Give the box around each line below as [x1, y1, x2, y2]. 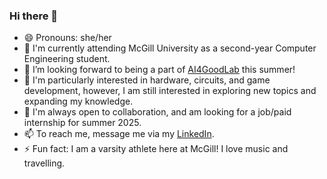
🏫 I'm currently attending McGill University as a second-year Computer [23, 42, 317, 54]
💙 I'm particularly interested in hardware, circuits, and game [23, 74, 271, 86]
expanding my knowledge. [23, 95, 134, 108]
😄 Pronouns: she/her [23, 32, 112, 44]
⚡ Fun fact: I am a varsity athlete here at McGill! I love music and [23, 143, 289, 155]
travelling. [23, 157, 66, 169]
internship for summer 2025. [23, 117, 142, 129]
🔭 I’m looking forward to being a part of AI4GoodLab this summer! [23, 64, 296, 76]
